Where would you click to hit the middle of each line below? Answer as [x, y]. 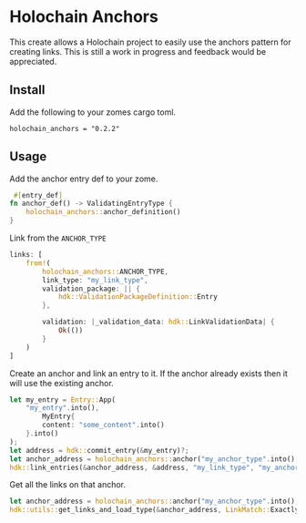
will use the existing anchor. [61, 383]
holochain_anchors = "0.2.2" [65, 128]
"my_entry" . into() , [63, 408]
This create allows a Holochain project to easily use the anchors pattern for [150, 42]
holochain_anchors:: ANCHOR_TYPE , [106, 272]
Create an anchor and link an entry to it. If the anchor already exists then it [149, 373]
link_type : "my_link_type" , [95, 280]
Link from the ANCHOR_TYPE [58, 238]
